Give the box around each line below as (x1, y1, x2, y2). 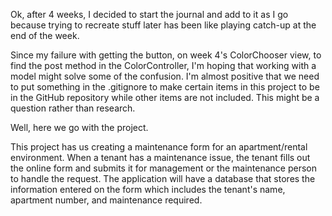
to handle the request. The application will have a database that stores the (10, 173, 316, 184)
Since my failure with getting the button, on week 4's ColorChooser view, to (10, 49, 322, 61)
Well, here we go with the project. (10, 122, 149, 133)
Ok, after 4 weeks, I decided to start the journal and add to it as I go (10, 9, 289, 20)
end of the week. (10, 30, 80, 41)
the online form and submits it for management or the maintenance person (10, 162, 317, 174)
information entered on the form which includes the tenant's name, (10, 184, 286, 195)
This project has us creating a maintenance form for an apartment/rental (10, 141, 308, 153)
